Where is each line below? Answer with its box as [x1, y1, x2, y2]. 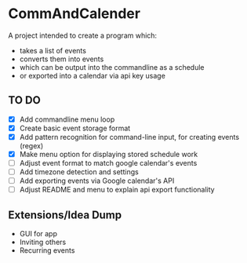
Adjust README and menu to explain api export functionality [19, 185, 215, 195]
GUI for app [19, 229, 57, 239]
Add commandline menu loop [19, 115, 115, 124]
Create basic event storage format [19, 123, 131, 133]
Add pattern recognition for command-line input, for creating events [19, 132, 240, 141]
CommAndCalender [8, 5, 141, 23]
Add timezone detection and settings [19, 167, 139, 177]
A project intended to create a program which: [8, 31, 158, 40]
